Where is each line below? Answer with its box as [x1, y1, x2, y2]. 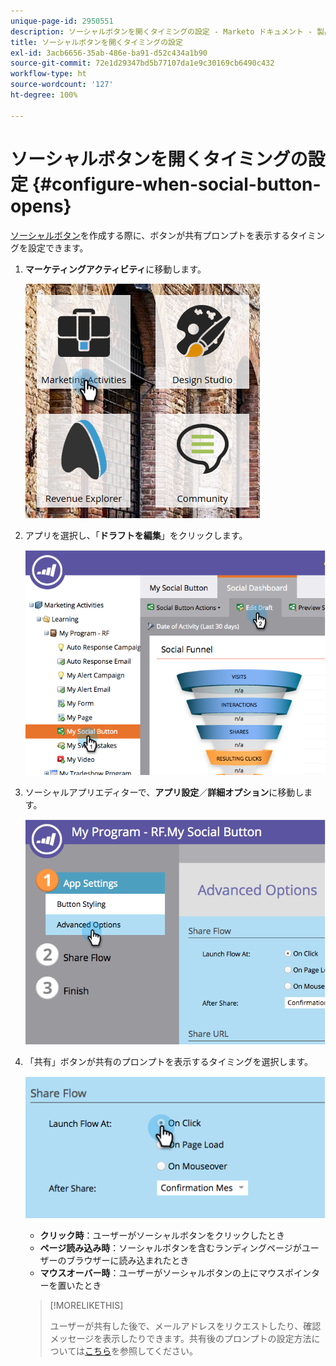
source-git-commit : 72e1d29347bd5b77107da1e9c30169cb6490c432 [10, 58, 275, 69]
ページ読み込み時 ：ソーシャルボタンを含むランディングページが [39, 1241, 302, 1254]
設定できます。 [27, 241, 89, 254]
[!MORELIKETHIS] [49, 1299, 124, 1311]
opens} [10, 195, 72, 217]
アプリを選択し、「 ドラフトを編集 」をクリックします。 [24, 529, 248, 541]
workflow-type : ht [10, 69, 87, 79]
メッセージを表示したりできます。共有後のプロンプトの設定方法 [49, 1332, 312, 1344]
